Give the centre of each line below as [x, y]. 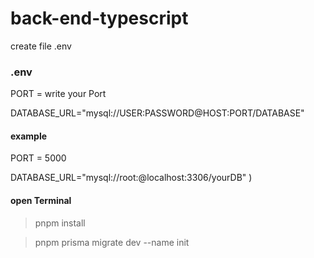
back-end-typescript [99, 18]
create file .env [41, 46]
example [29, 136]
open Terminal [41, 201]
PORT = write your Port [58, 94]
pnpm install [60, 223]
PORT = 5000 [38, 158]
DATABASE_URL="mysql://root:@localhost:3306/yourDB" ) [131, 178]
